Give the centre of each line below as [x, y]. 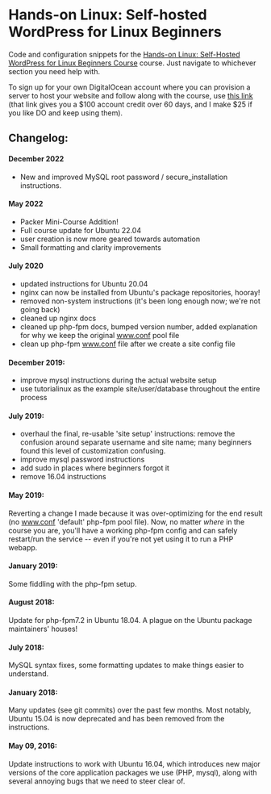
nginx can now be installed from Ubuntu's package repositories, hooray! [140, 292]
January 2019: [33, 566]
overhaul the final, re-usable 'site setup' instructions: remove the [127, 434]
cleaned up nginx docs [58, 318]
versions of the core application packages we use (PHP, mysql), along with [133, 772]
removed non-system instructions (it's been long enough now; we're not [140, 301]
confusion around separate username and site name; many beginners [136, 442]
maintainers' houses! [43, 629]
